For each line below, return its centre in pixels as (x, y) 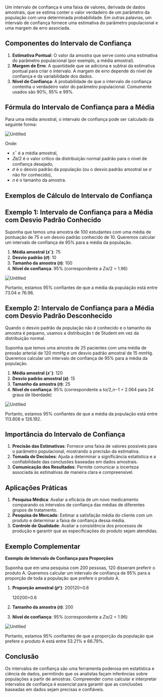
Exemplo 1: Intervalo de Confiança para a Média (79, 213)
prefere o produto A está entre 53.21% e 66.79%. (55, 641)
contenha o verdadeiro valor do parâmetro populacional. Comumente (82, 87)
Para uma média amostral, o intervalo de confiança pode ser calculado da (80, 119)
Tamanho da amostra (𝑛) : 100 (42, 263)
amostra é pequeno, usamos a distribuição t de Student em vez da (72, 333)
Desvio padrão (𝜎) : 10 (34, 257)
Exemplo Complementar (43, 546)
